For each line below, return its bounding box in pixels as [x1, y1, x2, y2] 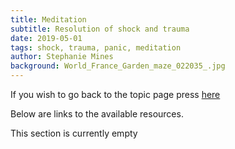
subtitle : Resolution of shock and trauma [10, 24, 190, 34]
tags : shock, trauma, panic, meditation [10, 42, 182, 53]
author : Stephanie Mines [10, 52, 114, 62]
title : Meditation [10, 14, 87, 25]
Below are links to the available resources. [10, 108, 184, 120]
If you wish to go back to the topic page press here [10, 89, 221, 100]
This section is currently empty [10, 127, 138, 139]
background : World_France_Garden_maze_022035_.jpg [10, 61, 226, 71]
